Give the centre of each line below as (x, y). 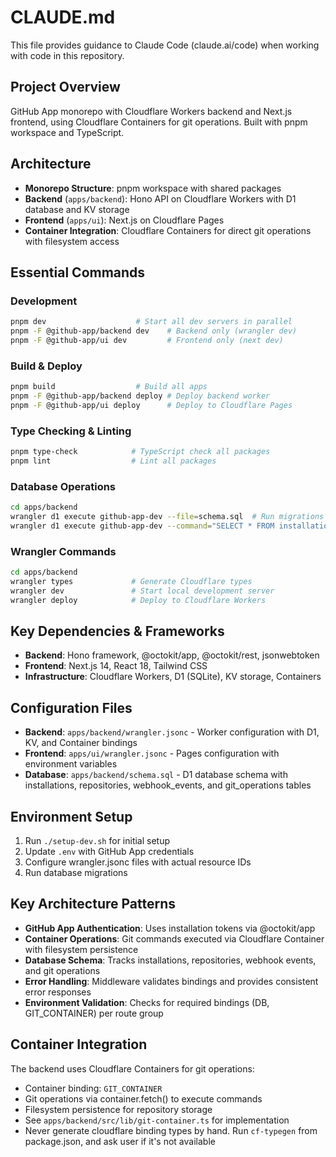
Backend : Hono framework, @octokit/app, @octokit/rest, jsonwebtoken (172, 655)
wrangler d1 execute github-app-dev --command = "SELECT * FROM (142, 526)
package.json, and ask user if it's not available (120, 1141)
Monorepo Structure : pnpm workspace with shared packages (153, 188)
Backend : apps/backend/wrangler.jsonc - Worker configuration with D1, (172, 732)
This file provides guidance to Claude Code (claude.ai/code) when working (165, 45)
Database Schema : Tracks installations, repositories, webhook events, (170, 960)
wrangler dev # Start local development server (142, 591)
